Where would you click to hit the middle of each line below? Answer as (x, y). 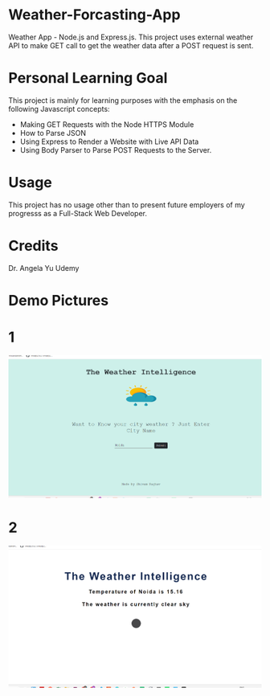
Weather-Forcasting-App (94, 15)
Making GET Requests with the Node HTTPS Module (107, 124)
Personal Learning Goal (88, 78)
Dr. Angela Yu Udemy (44, 268)
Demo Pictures (59, 300)
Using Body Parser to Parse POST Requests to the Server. (116, 149)
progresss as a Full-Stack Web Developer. (78, 213)
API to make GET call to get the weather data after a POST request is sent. (131, 45)
